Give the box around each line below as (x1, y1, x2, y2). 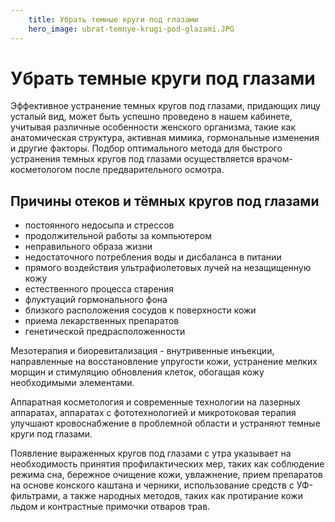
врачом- (256, 153, 293, 165)
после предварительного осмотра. (74, 164, 225, 176)
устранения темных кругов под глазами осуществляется (10, 153, 255, 165)
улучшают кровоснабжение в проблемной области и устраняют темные (10, 417, 321, 430)
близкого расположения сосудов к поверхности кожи (24, 304, 257, 316)
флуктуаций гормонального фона (24, 294, 168, 306)
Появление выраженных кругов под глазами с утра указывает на (10, 447, 292, 460)
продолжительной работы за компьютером (24, 230, 213, 242)
